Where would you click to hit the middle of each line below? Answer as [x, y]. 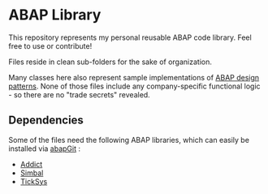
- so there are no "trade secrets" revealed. [79, 94]
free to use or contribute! [50, 45]
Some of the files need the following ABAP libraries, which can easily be [129, 140]
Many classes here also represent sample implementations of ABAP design [134, 77]
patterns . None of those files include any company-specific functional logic [135, 86]
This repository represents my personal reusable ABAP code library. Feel [130, 37]
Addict [31, 164]
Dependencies [46, 121]
